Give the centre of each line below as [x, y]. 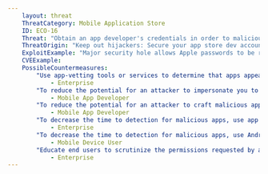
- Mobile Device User [86, 142]
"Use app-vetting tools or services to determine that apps [138, 75]
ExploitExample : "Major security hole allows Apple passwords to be [138, 53]
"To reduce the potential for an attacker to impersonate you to [148, 90]
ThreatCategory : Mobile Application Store [94, 23]
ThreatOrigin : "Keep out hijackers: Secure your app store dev [130, 46]
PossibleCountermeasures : [65, 68]
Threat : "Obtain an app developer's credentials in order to [126, 38]
